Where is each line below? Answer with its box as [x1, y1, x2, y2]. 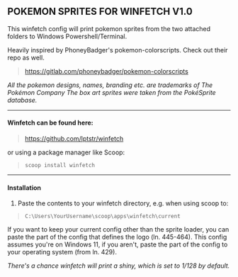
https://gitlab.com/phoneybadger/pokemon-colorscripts [24, 67, 189, 75]
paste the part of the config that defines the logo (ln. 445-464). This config [7, 233, 227, 242]
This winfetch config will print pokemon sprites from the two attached [7, 24, 211, 33]
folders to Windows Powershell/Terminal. [7, 32, 127, 40]
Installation [7, 183, 41, 192]
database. [7, 96, 38, 104]
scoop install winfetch [24, 162, 96, 169]
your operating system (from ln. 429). [7, 248, 117, 256]
